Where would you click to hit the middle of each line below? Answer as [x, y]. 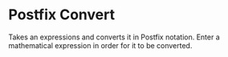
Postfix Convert [61, 15]
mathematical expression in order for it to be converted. [100, 45]
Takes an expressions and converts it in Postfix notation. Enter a [114, 37]
